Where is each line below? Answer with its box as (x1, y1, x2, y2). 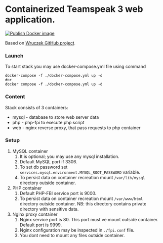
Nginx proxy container (12, 211, 58, 217)
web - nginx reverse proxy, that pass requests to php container (12, 125, 141, 131)
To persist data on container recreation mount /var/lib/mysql (19, 174, 146, 180)
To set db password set (19, 164, 68, 170)
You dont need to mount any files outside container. (19, 232, 125, 238)
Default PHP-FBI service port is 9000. (19, 190, 97, 196)
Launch (5, 52, 24, 59)
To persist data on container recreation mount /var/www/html (19, 195, 143, 201)
